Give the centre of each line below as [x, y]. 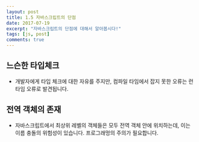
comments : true [25, 40]
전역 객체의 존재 [34, 110]
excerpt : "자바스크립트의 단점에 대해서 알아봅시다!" [64, 29]
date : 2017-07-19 [28, 23]
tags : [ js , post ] [28, 34]
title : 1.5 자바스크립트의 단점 [41, 17]
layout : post [23, 12]
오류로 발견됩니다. [47, 88]
